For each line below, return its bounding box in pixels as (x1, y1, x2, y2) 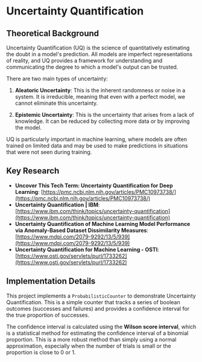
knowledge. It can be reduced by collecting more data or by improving (14, 117, 190, 125)
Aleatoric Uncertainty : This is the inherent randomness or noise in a (14, 87, 186, 94)
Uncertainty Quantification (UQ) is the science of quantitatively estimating (6, 44, 190, 51)
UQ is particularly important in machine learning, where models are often (6, 136, 187, 143)
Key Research (6, 166, 60, 176)
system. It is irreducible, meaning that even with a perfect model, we (14, 93, 186, 100)
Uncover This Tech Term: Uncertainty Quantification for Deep (14, 182, 173, 189)
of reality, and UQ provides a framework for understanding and (6, 57, 163, 64)
